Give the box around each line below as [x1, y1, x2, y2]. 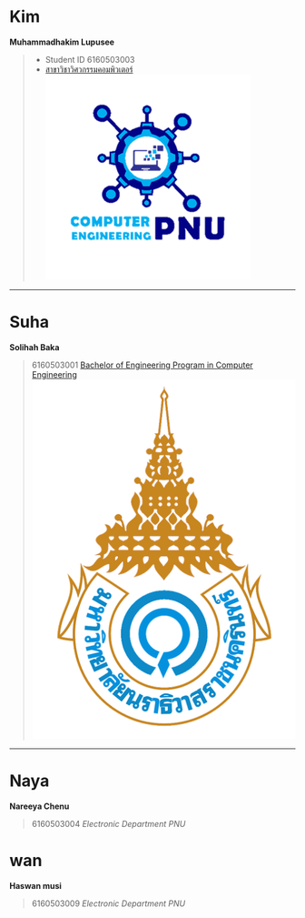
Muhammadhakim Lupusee [9, 36, 115, 47]
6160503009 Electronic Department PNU [31, 898, 186, 909]
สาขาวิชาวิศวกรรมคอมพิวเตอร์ [44, 64, 133, 75]
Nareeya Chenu [9, 801, 70, 812]
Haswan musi [9, 880, 62, 891]
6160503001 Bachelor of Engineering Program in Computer [31, 359, 254, 370]
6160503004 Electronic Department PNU [31, 818, 186, 829]
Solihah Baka [9, 341, 60, 352]
